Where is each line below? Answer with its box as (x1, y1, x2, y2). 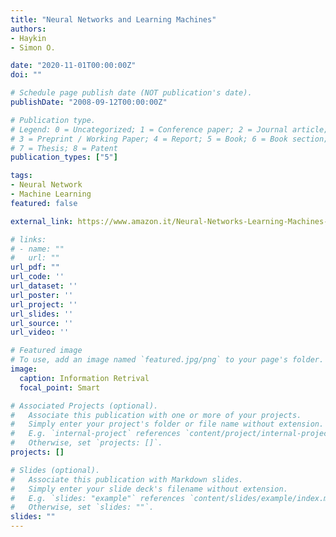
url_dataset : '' (10, 281, 78, 291)
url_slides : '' (10, 309, 74, 319)
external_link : (10, 216, 74, 226)
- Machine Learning (10, 189, 92, 199)
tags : (10, 171, 33, 181)
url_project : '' (10, 299, 78, 310)
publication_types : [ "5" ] (10, 152, 118, 163)
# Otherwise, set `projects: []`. (10, 438, 163, 448)
